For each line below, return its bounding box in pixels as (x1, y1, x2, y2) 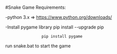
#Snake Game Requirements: (5, 5, 66, 10)
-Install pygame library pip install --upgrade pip (5, 24, 104, 30)
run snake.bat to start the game (5, 43, 71, 49)
